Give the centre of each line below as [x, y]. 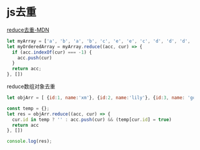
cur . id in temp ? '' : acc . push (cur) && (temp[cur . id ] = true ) [92, 120]
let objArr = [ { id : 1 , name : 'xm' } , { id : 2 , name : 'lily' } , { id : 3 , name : [96, 98]
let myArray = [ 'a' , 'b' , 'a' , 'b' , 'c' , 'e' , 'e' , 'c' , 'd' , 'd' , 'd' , [99, 41]
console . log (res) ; [29, 141]
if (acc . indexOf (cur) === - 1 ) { [52, 52]
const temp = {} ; [28, 108]
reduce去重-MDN [28, 30]
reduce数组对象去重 [31, 86]
